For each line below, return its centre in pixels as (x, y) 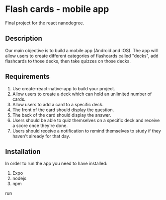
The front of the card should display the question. (63, 110)
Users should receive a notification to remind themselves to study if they (87, 131)
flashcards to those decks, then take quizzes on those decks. (68, 61)
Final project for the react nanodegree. (45, 23)
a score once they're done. (40, 126)
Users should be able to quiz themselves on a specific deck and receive (86, 120)
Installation (23, 152)
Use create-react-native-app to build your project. (64, 88)
